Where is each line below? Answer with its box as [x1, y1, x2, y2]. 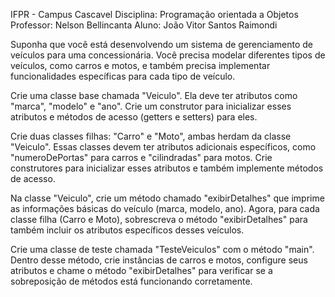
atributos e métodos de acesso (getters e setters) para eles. [10, 111, 258, 123]
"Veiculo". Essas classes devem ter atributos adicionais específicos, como [10, 141, 317, 153]
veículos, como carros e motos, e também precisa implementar [10, 60, 271, 71]
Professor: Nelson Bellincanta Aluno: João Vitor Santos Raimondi [10, 19, 278, 31]
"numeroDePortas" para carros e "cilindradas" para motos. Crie [10, 152, 273, 163]
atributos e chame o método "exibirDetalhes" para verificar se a [10, 265, 273, 276]
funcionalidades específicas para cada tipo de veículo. [10, 70, 236, 82]
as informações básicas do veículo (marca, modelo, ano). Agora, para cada [10, 203, 320, 214]
